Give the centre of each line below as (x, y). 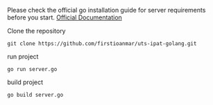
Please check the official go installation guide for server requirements (106, 10)
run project (23, 56)
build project (25, 82)
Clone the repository (36, 31)
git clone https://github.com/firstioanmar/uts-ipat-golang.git (102, 44)
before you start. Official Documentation (65, 17)
